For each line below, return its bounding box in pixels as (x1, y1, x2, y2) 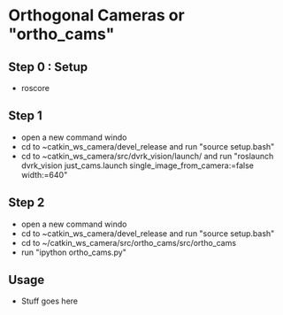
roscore (20, 83, 50, 93)
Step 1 (8, 108, 43, 124)
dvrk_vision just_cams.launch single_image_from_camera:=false (20, 160, 254, 171)
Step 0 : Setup (8, 59, 88, 74)
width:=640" (20, 169, 68, 180)
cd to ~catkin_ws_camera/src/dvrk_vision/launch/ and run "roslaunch (20, 150, 274, 161)
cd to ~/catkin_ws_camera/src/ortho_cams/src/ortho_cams (20, 237, 236, 248)
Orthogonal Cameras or (8, 5, 185, 26)
